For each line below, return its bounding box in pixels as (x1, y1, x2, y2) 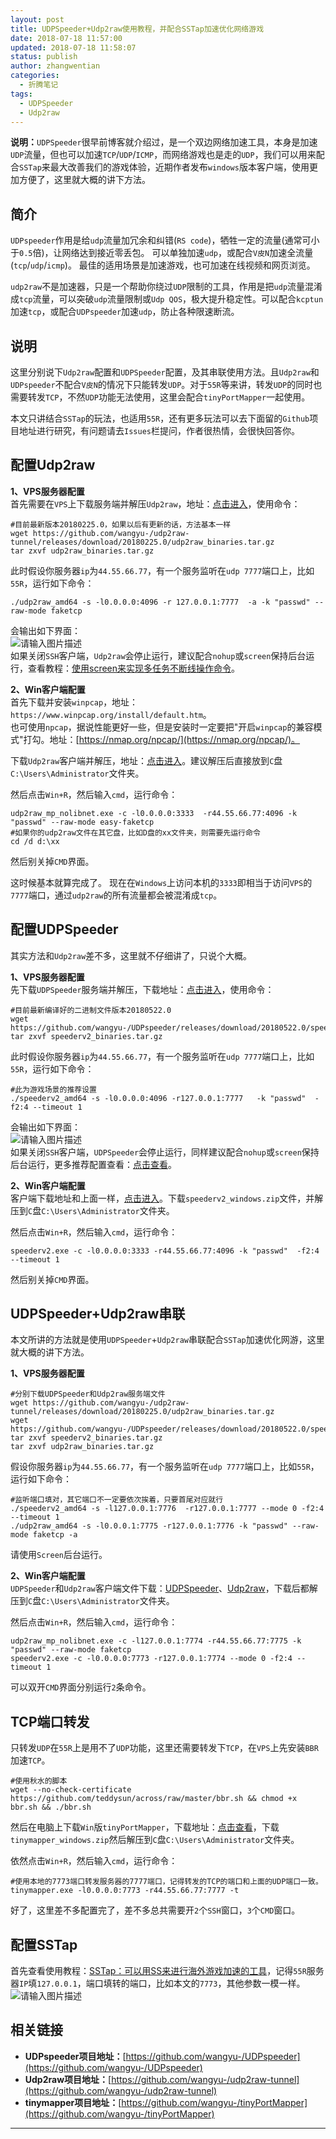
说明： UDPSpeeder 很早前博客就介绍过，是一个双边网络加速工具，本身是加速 (10, 136, 318, 148)
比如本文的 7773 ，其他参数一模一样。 (155, 1977, 306, 1990)
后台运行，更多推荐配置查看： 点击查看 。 (10, 1158, 177, 1170)
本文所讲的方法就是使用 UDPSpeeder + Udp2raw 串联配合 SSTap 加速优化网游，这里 (10, 1334, 325, 1346)
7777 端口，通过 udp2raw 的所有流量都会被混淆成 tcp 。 (10, 889, 223, 901)
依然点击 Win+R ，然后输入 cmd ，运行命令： (10, 1855, 178, 1867)
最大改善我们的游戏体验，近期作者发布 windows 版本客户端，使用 (49, 161, 310, 173)
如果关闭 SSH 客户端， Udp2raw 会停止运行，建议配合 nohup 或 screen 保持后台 (10, 649, 307, 661)
